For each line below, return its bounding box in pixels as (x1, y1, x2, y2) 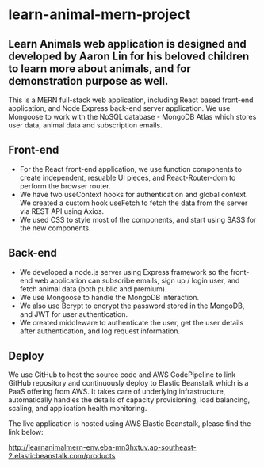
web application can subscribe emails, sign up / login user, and (34, 276, 240, 285)
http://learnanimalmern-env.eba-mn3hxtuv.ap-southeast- (8, 443, 197, 452)
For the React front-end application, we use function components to (19, 164, 242, 173)
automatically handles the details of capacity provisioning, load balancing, (8, 395, 251, 405)
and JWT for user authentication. (19, 309, 128, 318)
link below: (8, 428, 44, 437)
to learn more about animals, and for (8, 62, 192, 75)
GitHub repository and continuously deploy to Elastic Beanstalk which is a (8, 379, 249, 388)
